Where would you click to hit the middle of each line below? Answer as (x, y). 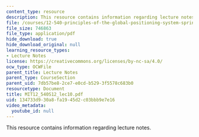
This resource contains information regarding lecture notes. (79, 128)
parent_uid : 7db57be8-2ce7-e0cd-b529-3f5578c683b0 (70, 84)
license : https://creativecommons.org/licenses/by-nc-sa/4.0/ (84, 61)
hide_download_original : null (44, 45)
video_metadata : (26, 105)
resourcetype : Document (36, 89)
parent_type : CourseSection (41, 78)
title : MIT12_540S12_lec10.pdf (45, 94)
